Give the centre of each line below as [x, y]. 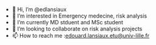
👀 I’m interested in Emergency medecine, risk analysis [80, 16]
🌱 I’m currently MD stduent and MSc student [67, 22]
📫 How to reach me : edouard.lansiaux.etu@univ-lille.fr [81, 36]
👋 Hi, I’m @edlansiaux [39, 9]
